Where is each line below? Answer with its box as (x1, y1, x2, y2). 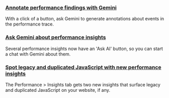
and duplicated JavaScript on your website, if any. (5, 87, 110, 93)
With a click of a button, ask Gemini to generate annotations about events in (5, 16, 164, 22)
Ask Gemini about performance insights (5, 34, 106, 41)
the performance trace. (5, 21, 54, 27)
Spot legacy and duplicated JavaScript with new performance (5, 63, 162, 70)
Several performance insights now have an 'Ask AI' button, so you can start (5, 45, 163, 52)
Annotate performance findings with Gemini (5, 4, 117, 11)
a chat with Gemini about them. (5, 51, 71, 57)
